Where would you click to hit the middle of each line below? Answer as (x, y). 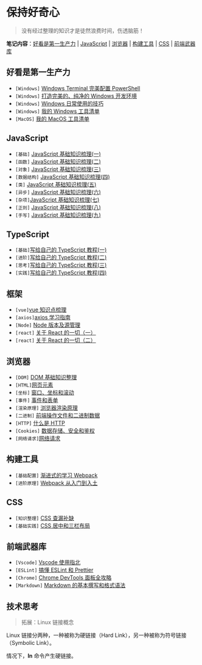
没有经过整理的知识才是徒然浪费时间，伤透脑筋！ (82, 31)
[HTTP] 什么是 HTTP (40, 423)
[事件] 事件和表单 (37, 400)
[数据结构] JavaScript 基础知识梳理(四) (63, 176)
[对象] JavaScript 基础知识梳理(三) (58, 169)
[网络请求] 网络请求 (38, 438)
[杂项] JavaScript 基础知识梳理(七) (57, 200)
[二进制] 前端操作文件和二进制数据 (57, 415)
